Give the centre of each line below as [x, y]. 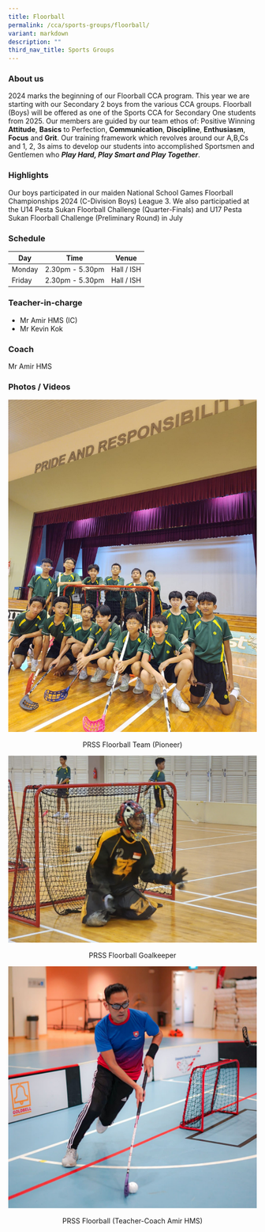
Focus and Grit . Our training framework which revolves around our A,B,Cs [128, 138]
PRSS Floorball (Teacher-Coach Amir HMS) [132, 1221]
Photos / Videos [39, 387]
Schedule [27, 238]
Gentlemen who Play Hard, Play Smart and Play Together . [105, 155]
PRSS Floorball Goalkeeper [132, 955]
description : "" [35, 42]
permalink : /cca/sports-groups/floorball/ [79, 25]
